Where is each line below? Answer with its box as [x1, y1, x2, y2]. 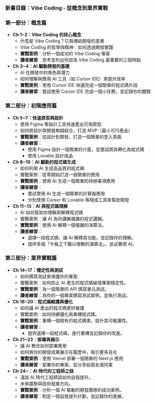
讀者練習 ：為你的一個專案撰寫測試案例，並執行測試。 [20, 292, 131, 298]
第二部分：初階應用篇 [5, 102, 57, 109]
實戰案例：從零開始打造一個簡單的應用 [20, 171, 100, 178]
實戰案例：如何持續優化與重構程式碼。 [20, 311, 100, 317]
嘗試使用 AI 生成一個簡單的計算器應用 [27, 190, 105, 196]
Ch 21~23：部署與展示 [12, 336, 60, 342]
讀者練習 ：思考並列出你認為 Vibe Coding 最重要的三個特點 [20, 57, 141, 63]
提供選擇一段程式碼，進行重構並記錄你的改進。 [27, 330, 125, 336]
